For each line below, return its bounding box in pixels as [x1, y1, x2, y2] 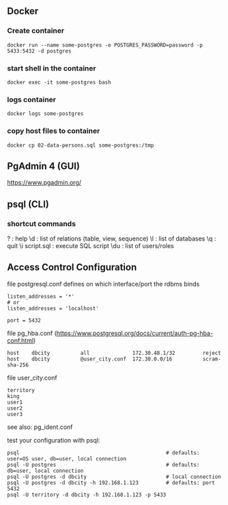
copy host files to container [7, 126, 100, 136]
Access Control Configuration [7, 262, 137, 273]
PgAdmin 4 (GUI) [7, 160, 81, 172]
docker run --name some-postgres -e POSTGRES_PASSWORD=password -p [7, 41, 203, 49]
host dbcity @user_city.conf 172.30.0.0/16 [7, 356, 173, 362]
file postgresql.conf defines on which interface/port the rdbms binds [7, 280, 200, 288]
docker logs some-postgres [7, 110, 84, 117]
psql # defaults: [7, 449, 200, 456]
